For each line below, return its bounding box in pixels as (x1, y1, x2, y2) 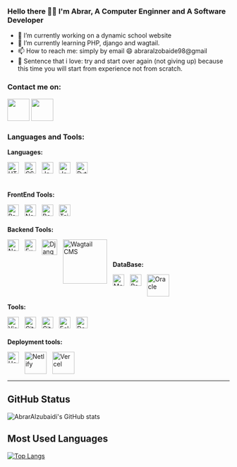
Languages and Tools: (7, 132, 85, 142)
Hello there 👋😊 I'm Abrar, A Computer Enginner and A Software (7, 6, 226, 16)
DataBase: (112, 260, 144, 268)
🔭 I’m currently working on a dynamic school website (17, 31, 172, 40)
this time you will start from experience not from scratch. (17, 64, 183, 73)
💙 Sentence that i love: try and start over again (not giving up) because (17, 57, 224, 66)
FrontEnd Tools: (7, 190, 55, 199)
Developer (7, 15, 44, 25)
